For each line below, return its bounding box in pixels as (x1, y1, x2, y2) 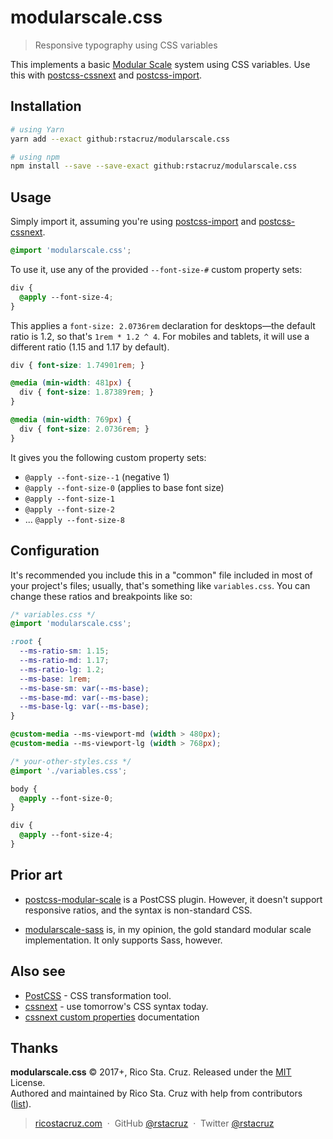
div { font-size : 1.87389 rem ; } (19, 387, 155, 398)
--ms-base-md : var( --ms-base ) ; (19, 692, 150, 703)
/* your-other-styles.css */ (10, 756, 132, 766)
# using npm (10, 152, 60, 162)
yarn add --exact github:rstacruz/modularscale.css (10, 134, 230, 144)
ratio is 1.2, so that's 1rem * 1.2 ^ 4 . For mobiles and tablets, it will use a (10, 330, 310, 342)
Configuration (10, 542, 100, 560)
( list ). (10, 1098, 32, 1110)
